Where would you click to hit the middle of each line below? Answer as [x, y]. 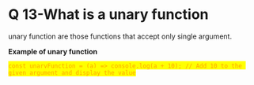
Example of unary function [53, 51]
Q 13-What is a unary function [108, 15]
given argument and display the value [72, 72]
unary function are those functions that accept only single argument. [120, 36]
